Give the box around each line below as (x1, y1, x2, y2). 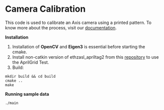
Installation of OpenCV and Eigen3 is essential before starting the (12, 44, 145, 49)
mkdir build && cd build (5, 74, 56, 79)
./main (5, 100, 19, 106)
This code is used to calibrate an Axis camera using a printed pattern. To (5, 20, 152, 25)
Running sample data (5, 91, 49, 97)
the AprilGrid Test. (12, 59, 49, 65)
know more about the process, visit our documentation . (5, 24, 117, 30)
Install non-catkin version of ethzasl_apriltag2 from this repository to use (12, 54, 159, 60)
